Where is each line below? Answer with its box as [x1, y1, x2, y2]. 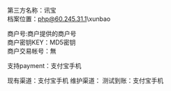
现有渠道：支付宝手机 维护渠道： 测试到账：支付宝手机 [7, 76, 164, 85]
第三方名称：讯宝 [7, 6, 57, 14]
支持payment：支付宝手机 [7, 62, 82, 69]
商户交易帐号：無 [7, 47, 57, 55]
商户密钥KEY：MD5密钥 [7, 38, 76, 47]
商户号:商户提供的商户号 [7, 30, 77, 38]
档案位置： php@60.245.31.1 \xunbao [7, 15, 111, 23]
